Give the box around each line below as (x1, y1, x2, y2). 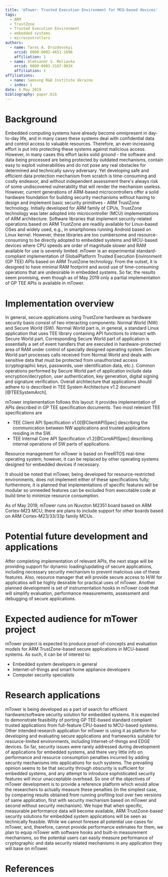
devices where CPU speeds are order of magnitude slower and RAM (5, 242, 146, 248)
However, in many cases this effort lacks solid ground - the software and (5, 152, 155, 158)
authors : (5, 40, 24, 45)
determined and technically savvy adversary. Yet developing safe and (5, 167, 149, 174)
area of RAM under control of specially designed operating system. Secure (5, 346, 159, 353)
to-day (5, 136, 19, 142)
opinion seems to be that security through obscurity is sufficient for (5, 765, 144, 771)
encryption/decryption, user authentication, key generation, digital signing (5, 373, 159, 380)
